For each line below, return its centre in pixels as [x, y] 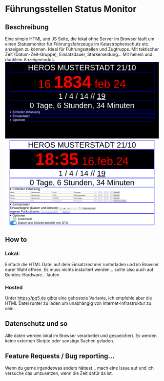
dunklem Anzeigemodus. [30, 59]
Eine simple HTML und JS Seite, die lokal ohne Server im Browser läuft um [80, 39]
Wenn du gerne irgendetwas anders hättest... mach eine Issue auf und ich [79, 368]
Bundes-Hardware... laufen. [33, 274]
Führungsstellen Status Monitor [71, 9]
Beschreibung [27, 27]
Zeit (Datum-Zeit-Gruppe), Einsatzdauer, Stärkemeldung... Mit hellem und [79, 54]
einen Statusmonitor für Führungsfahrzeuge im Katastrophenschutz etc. [77, 44]
